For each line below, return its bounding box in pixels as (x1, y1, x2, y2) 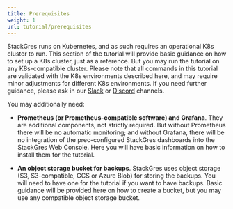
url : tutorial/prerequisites (7, 23, 92, 30)
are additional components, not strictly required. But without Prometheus (17, 121, 226, 130)
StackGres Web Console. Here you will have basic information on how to (17, 144, 225, 152)
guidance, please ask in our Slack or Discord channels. (7, 86, 165, 95)
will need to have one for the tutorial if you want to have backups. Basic (17, 179, 223, 187)
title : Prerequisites (7, 10, 70, 17)
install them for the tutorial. (17, 150, 95, 159)
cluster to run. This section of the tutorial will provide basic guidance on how (7, 49, 227, 58)
